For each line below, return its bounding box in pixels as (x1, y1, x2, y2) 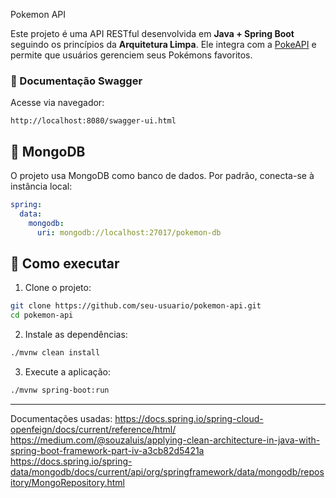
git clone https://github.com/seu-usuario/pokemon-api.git (10, 301, 262, 311)
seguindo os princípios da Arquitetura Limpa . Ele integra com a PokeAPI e (10, 39, 317, 50)
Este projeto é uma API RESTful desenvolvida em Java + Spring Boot (10, 28, 295, 39)
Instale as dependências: (24, 329, 128, 341)
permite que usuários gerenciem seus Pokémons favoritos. (10, 49, 253, 61)
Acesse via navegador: (10, 97, 105, 109)
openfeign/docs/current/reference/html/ (10, 423, 177, 435)
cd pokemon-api (10, 310, 74, 321)
